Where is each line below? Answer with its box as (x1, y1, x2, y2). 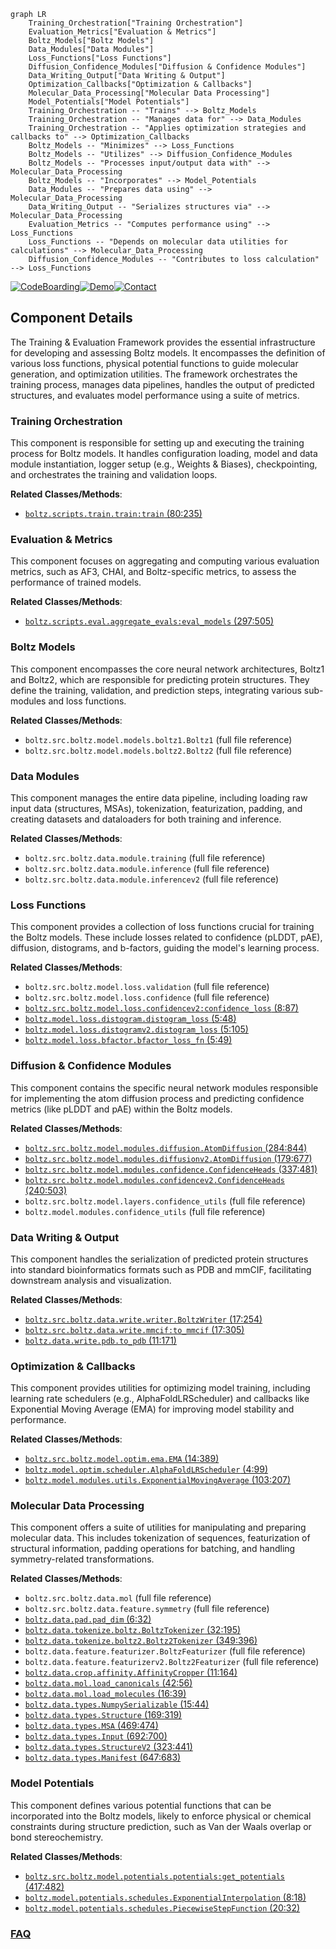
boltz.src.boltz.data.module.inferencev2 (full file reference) (24, 873, 279, 885)
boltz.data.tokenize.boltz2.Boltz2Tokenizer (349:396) (24, 1635, 258, 1647)
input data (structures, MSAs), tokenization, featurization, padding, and (10, 803, 303, 814)
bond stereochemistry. (10, 1831, 104, 1843)
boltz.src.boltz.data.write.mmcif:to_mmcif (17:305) (24, 1323, 245, 1335)
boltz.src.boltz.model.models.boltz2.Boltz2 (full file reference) (24, 744, 293, 756)
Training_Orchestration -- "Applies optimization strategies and (28, 123, 307, 133)
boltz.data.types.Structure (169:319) (24, 1709, 183, 1721)
